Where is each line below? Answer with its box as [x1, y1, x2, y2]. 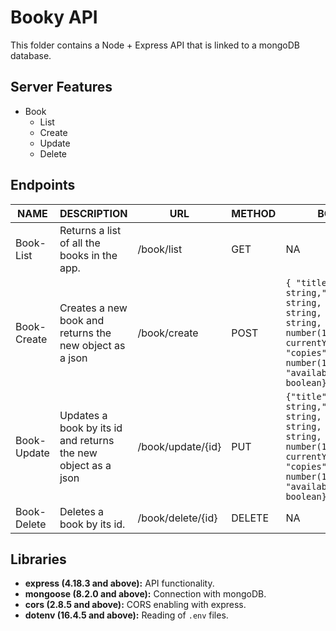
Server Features [10, 79, 113, 96]
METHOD [231, 206, 277, 220]
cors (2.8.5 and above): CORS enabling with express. [24, 599, 247, 611]
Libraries [10, 551, 67, 568]
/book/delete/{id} [137, 511, 218, 525]
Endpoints [10, 177, 76, 194]
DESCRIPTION [59, 206, 128, 220]
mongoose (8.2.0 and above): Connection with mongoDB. [24, 588, 267, 600]
